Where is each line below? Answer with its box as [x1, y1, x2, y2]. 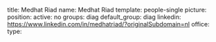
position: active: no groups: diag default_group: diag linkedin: [7, 13, 181, 21]
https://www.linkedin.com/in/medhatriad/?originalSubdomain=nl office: [7, 20, 210, 28]
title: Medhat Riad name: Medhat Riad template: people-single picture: [7, 6, 207, 14]
